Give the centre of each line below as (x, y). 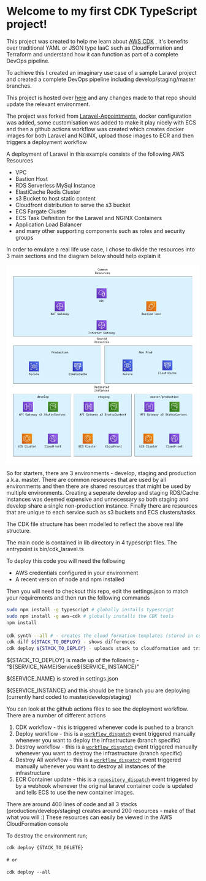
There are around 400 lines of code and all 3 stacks (72, 804)
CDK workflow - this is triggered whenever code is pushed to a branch (105, 727)
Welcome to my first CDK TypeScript (102, 11)
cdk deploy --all (29, 872)
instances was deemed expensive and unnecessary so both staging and (97, 499)
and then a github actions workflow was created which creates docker (95, 129)
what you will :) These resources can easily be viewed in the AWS (90, 817)
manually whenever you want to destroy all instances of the (90, 766)
